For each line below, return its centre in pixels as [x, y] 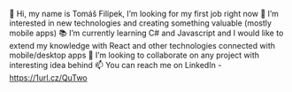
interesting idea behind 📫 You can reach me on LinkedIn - [115, 65]
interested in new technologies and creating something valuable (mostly [141, 23]
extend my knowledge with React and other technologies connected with [142, 46]
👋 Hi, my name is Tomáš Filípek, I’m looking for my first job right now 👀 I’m [144, 14]
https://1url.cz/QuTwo [49, 78]
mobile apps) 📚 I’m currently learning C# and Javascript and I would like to [146, 33]
